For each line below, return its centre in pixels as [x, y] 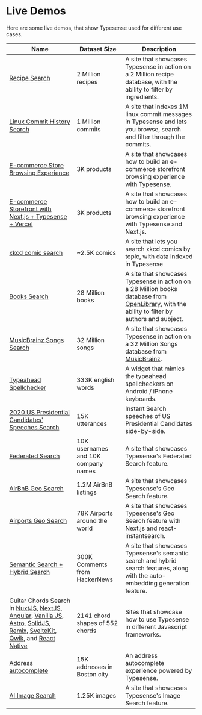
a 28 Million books [151, 289]
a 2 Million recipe [150, 74]
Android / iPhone [149, 391]
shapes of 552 [97, 623]
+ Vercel [21, 224]
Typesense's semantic [157, 553]
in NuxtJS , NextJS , [36, 608]
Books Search [29, 296]
